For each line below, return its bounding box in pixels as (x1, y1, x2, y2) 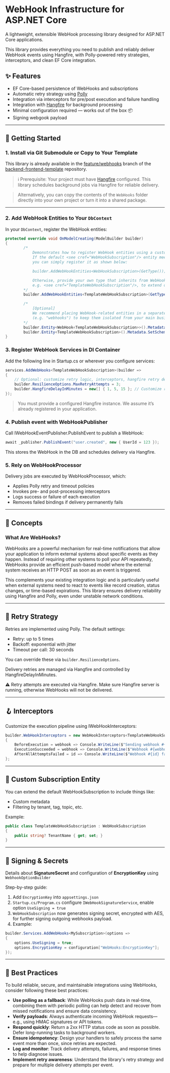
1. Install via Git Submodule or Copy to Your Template (5, 149, 138, 156)
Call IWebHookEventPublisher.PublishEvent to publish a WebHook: (5, 430, 144, 436)
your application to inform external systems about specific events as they (5, 551, 158, 557)
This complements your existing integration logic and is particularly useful (5, 577, 159, 583)
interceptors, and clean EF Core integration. (5, 57, 96, 63)
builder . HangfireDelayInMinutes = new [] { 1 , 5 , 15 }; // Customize (14, 387, 162, 392)
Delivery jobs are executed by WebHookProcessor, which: (5, 473, 126, 479)
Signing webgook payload (12, 114, 67, 120)
